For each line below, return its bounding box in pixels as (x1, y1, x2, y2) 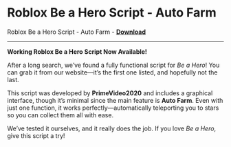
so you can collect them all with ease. (7, 110, 114, 119)
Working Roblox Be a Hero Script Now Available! (7, 47, 148, 56)
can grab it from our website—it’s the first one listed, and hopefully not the (7, 68, 218, 77)
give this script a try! (7, 131, 65, 139)
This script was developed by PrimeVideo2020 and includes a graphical (7, 88, 213, 97)
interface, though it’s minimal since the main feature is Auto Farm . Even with (7, 96, 223, 104)
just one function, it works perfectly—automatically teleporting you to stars (7, 104, 219, 112)
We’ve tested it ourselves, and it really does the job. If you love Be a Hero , (7, 124, 217, 133)
